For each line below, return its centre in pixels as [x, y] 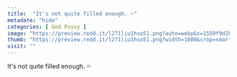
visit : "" [22, 46]
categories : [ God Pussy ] [47, 27]
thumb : [17, 40]
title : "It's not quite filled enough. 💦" [72, 14]
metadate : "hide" [33, 20]
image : [17, 33]
